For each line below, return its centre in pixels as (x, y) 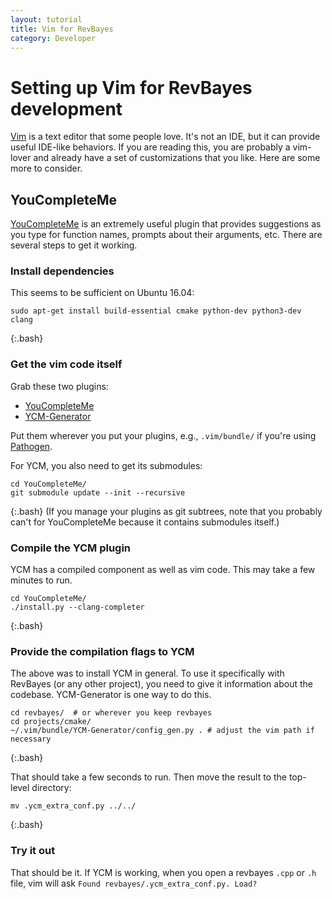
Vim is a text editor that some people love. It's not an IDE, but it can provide (165, 137)
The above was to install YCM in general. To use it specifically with (147, 673)
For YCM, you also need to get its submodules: (106, 465)
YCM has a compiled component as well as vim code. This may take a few (163, 570)
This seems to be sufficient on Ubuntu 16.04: (102, 293)
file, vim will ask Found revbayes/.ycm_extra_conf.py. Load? (134, 883)
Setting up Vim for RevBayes (131, 87)
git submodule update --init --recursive (98, 492)
